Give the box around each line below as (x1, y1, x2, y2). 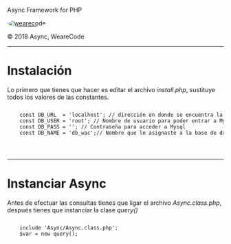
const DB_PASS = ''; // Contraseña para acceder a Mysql (19, 123, 186, 130)
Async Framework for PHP (7, 6, 82, 14)
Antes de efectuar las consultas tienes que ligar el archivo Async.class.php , (7, 199, 222, 207)
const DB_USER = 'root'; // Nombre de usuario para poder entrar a (19, 117, 217, 124)
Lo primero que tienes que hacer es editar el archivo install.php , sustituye (7, 85, 216, 93)
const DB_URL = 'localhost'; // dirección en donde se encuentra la (19, 111, 223, 118)
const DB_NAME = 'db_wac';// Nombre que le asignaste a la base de (19, 129, 217, 136)
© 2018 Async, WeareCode (7, 32, 85, 41)
